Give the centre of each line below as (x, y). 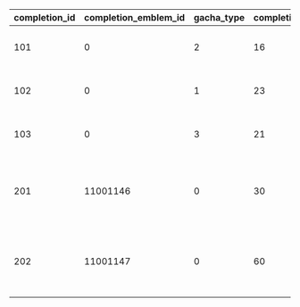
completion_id (45, 17)
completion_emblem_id (135, 17)
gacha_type (219, 17)
